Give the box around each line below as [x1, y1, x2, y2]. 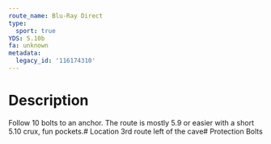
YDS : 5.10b [8, 34, 45, 43]
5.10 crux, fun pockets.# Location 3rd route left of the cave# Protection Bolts [8, 126, 263, 136]
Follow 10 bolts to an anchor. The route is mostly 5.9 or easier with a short [8, 117, 255, 127]
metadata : [8, 49, 42, 57]
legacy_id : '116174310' [15, 57, 95, 65]
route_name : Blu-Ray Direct [8, 11, 104, 20]
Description [8, 92, 89, 109]
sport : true [15, 27, 57, 35]
